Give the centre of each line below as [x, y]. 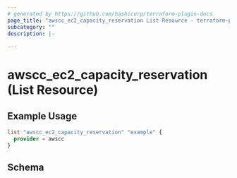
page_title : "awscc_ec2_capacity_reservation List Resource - [101, 20]
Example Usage [42, 116]
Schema [26, 168]
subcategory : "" [31, 27]
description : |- [31, 34]
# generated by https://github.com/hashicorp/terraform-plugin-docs [110, 14]
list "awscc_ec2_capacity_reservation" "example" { [85, 132]
